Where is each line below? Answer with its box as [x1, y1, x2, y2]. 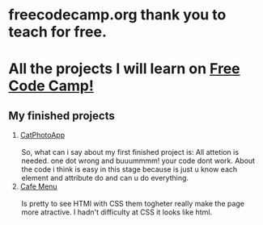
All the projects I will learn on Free [8, 60, 240, 78]
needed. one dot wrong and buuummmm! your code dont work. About [21, 156, 256, 166]
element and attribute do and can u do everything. [21, 173, 189, 183]
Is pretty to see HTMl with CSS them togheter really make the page [21, 199, 245, 209]
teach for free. [8, 23, 108, 41]
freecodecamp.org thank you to [8, 6, 227, 24]
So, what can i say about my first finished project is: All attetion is [21, 148, 240, 157]
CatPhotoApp [19, 131, 66, 140]
